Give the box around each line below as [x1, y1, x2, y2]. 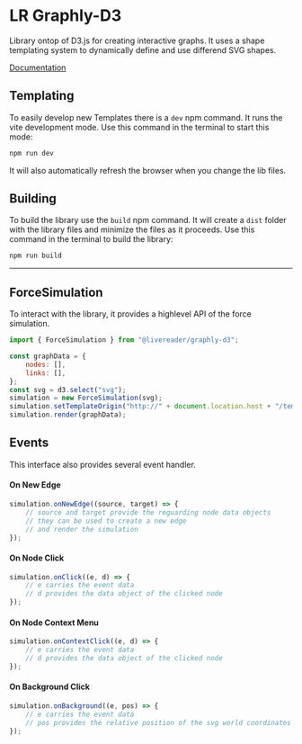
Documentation [9, 62, 67, 73]
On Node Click [9, 552, 65, 563]
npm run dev [9, 148, 54, 157]
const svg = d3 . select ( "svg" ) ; [9, 385, 127, 394]
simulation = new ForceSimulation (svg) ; [9, 393, 164, 403]
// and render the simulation [25, 524, 139, 533]
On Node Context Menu [9, 617, 99, 628]
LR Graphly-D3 [9, 5, 122, 26]
